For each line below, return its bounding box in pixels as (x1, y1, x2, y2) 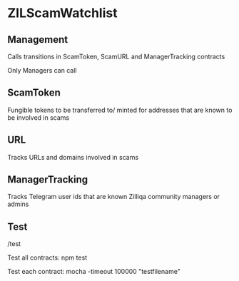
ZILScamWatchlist (7, 5, 118, 21)
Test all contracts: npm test (7, 253, 88, 262)
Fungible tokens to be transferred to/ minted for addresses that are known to (7, 106, 233, 114)
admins (7, 200, 29, 208)
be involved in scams (7, 113, 70, 122)
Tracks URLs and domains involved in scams (7, 153, 139, 161)
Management (7, 34, 68, 46)
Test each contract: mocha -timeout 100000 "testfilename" (7, 267, 180, 276)
